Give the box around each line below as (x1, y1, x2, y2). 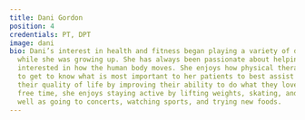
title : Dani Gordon (9, 13, 84, 23)
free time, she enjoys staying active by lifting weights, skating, (17, 88, 282, 97)
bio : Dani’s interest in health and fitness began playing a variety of (9, 47, 290, 56)
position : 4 (9, 22, 54, 31)
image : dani (9, 38, 54, 48)
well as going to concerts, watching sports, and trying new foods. (17, 97, 282, 106)
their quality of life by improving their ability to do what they (17, 80, 279, 89)
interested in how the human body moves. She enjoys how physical (17, 64, 274, 73)
